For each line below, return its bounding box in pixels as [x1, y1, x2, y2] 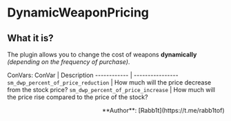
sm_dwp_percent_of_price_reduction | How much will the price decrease [7, 78, 212, 87]
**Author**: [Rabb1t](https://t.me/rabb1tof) [102, 107, 225, 114]
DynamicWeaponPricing [7, 5, 150, 21]
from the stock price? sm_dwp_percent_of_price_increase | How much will [7, 86, 216, 93]
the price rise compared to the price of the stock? [7, 93, 148, 101]
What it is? [7, 32, 54, 44]
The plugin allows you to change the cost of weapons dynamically [7, 50, 197, 58]
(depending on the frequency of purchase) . [7, 58, 130, 66]
